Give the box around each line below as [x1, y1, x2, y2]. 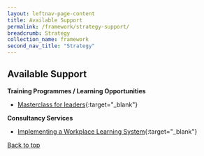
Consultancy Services [7, 114, 73, 122]
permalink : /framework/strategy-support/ [7, 23, 130, 30]
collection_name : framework [7, 36, 89, 43]
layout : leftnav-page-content [7, 10, 96, 17]
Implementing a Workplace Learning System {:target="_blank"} [17, 127, 198, 136]
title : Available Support [7, 17, 82, 24]
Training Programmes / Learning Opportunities [7, 86, 146, 95]
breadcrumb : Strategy [7, 29, 71, 37]
